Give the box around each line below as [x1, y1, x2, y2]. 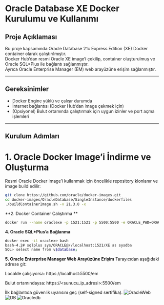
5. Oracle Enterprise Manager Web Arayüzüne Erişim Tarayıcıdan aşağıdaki [5, 256, 160, 262]
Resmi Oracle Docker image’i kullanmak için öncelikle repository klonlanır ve [5, 178, 158, 184]
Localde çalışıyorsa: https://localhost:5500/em [5, 271, 99, 277]
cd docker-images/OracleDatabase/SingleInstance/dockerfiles [5, 197, 132, 202]
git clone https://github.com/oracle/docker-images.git [5, 193, 121, 198]
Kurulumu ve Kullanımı [5, 13, 99, 24]
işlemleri [12, 113, 29, 119]
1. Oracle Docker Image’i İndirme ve [5, 152, 151, 163]
